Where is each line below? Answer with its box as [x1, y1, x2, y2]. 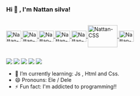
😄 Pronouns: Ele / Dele [14, 76, 72, 83]
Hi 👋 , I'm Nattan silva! [6, 5, 71, 14]
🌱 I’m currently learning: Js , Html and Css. [14, 70, 120, 77]
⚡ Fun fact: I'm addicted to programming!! [14, 82, 117, 90]
